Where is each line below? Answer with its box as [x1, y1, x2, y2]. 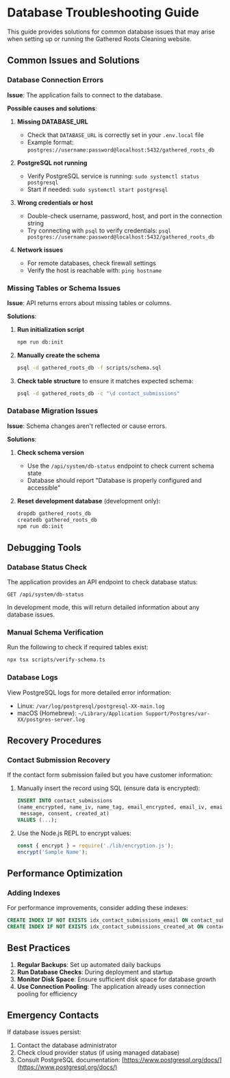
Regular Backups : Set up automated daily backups [16, 960, 162, 968]
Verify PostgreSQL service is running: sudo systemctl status [27, 171, 200, 180]
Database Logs [7, 673, 58, 682]
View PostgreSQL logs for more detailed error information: [7, 688, 171, 697]
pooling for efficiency [16, 990, 77, 998]
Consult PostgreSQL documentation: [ [16, 1055, 125, 1064]
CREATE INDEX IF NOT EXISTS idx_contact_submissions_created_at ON [7, 924, 204, 931]
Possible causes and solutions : [7, 104, 97, 112]
